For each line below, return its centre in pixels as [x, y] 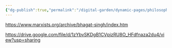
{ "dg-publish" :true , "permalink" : [41, 10]
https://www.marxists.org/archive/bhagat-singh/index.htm [67, 25]
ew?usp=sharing [23, 40]
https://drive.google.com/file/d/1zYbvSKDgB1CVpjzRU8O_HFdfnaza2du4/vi [85, 34]
